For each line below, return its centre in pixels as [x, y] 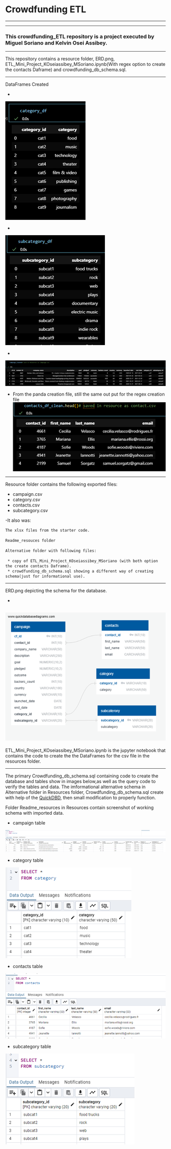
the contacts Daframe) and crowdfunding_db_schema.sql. [66, 70]
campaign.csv [27, 494]
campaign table [29, 823]
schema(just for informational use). [45, 576]
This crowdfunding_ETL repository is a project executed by [80, 36]
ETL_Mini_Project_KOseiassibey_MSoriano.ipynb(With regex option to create [85, 64]
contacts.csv [26, 505]
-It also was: [18, 520]
